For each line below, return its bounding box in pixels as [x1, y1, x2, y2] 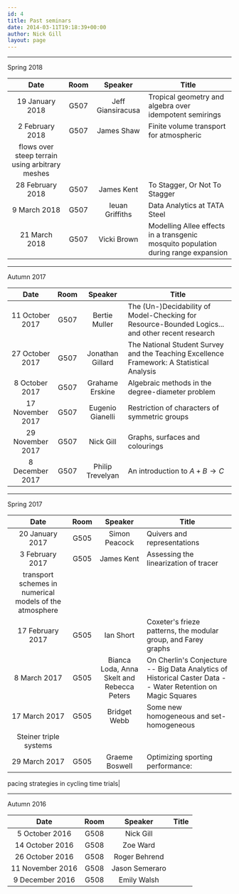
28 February [15, 180, 58, 190]
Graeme [106, 752, 133, 762]
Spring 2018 [7, 63, 43, 72]
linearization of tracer [147, 558, 218, 568]
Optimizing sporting [147, 752, 213, 762]
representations [147, 538, 200, 548]
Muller [92, 320, 114, 330]
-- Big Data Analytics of [147, 664, 228, 674]
